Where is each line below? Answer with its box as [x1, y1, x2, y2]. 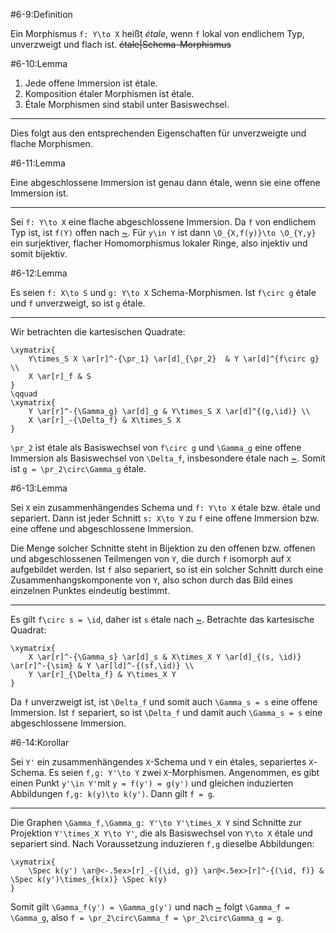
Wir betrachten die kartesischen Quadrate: [10, 326, 186, 338]
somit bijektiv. [10, 248, 68, 259]
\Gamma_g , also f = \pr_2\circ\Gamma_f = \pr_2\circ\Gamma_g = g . [10, 912, 284, 923]
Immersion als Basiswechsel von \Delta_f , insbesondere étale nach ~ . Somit [10, 452, 326, 464]
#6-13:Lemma [10, 482, 68, 494]
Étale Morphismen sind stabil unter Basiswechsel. [24, 99, 230, 110]
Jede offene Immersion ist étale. [24, 77, 158, 89]
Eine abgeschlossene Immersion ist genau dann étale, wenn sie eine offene [10, 177, 321, 188]
